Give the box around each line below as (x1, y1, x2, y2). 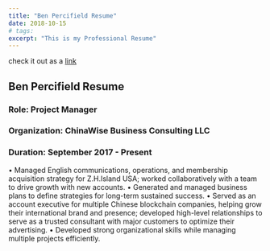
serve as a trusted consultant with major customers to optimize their (8, 216, 235, 226)
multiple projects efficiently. (8, 233, 101, 243)
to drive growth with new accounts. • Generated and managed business (8, 182, 247, 191)
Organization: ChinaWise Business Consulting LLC (8, 125, 210, 137)
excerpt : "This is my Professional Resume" (8, 34, 157, 43)
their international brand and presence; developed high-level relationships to (8, 208, 263, 217)
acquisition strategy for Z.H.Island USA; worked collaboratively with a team (8, 174, 258, 183)
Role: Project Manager (8, 104, 98, 115)
